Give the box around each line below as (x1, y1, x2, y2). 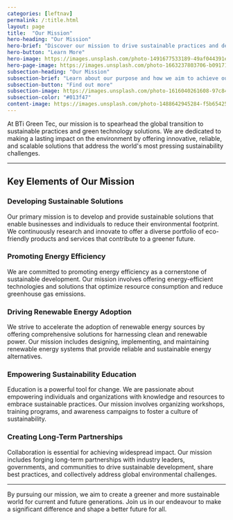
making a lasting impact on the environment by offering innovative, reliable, (7, 134, 222, 142)
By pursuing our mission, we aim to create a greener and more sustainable (7, 490, 220, 498)
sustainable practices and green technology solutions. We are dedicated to (7, 126, 222, 135)
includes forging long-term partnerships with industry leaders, (7, 455, 185, 464)
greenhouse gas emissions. (7, 290, 86, 298)
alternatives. (7, 352, 43, 361)
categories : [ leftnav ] (7, 10, 73, 17)
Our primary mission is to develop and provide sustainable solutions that (7, 212, 214, 221)
